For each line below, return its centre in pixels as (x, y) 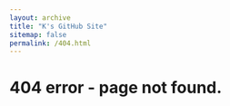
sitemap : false (38, 34)
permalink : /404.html (50, 43)
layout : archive (40, 18)
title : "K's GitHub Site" (58, 26)
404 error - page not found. (116, 88)
